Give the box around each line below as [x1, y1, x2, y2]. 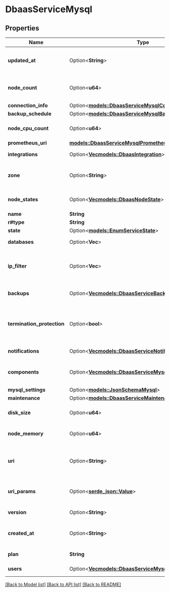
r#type [8, 219, 25, 225]
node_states [8, 196, 38, 203]
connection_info [8, 102, 48, 109]
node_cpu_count [8, 125, 49, 131]
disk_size [8, 409, 31, 416]
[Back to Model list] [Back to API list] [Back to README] [5, 581, 121, 587]
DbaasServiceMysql [5, 4, 93, 15]
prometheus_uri [8, 140, 47, 146]
